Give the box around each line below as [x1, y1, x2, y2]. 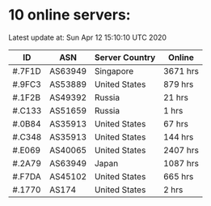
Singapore [94, 65, 134, 76]
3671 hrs [162, 65, 200, 76]
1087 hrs [162, 157, 200, 169]
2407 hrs [162, 144, 200, 156]
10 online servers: [8, 6, 131, 24]
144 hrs [162, 131, 194, 143]
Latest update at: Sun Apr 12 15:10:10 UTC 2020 [8, 32, 167, 42]
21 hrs [162, 92, 188, 103]
